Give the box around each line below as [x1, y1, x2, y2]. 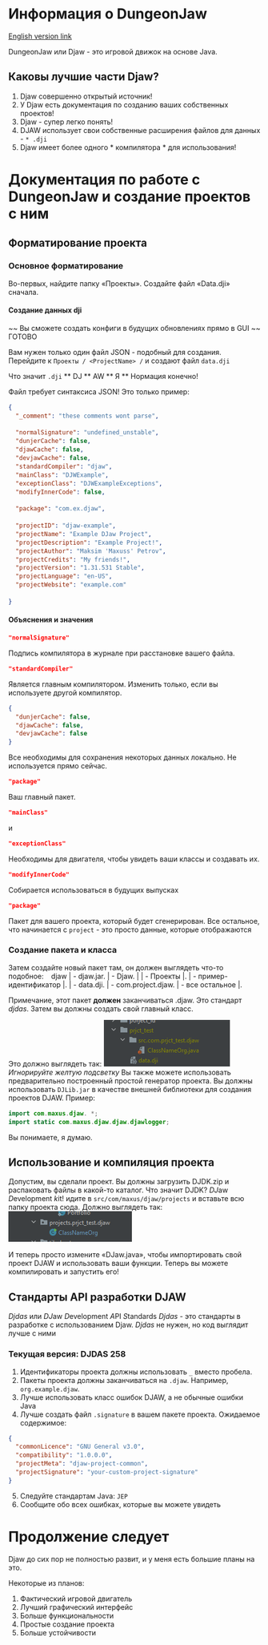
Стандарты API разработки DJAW [8, 1290, 186, 1304]
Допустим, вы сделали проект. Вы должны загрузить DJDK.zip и [8, 1177, 230, 1187]
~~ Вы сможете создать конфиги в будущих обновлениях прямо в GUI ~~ [8, 323, 261, 333]
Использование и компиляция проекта [8, 1155, 214, 1169]
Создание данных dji [8, 305, 82, 315]
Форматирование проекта [8, 236, 148, 250]
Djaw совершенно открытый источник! [19, 91, 153, 101]
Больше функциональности [19, 1611, 114, 1620]
